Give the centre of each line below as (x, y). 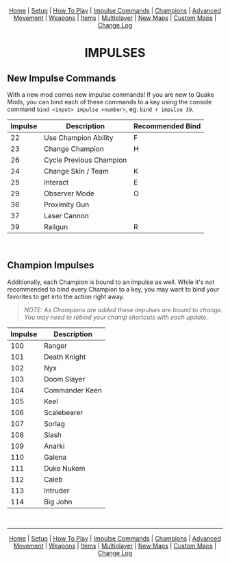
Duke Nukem (64, 468)
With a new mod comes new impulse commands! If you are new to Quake (111, 95)
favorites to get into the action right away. (66, 296)
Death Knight (65, 357)
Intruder (56, 491)
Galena (55, 457)
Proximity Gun (66, 204)
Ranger (55, 345)
